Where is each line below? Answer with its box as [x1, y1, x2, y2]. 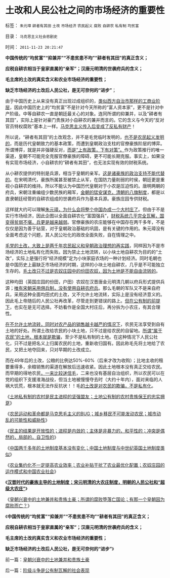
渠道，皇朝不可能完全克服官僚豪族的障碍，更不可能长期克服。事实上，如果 [5, 153, 160, 159]
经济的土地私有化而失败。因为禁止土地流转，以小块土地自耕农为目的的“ [9, 249, 158, 255]
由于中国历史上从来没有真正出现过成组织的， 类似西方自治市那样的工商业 [5, 97, 156, 104]
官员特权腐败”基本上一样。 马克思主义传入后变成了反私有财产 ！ [5, 123, 136, 129]
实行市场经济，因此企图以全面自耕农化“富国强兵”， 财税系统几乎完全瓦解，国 [5, 213, 164, 219]
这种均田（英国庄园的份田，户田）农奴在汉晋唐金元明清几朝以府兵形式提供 [5, 279, 160, 285]
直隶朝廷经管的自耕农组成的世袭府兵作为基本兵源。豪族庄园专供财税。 [5, 195, 152, 201]
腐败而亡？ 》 [5, 502, 32, 508]
